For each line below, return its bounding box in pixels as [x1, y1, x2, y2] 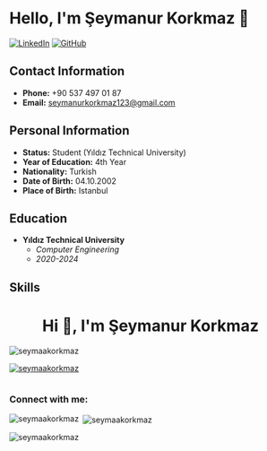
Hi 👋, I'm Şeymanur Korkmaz [41, 316, 260, 335]
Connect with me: [9, 393, 89, 405]
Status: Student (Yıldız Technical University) [22, 147, 186, 158]
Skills [9, 280, 40, 295]
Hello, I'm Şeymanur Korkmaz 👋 [9, 8, 249, 29]
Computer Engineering [35, 244, 119, 255]
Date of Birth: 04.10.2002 [22, 175, 116, 186]
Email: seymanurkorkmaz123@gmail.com [22, 97, 177, 108]
